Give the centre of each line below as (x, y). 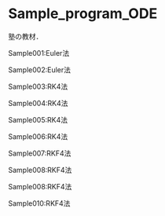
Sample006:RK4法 (38, 136)
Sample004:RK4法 (38, 103)
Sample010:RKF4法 (39, 203)
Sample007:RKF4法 (40, 153)
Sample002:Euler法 (39, 70)
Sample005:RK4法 (38, 119)
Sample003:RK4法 (38, 86)
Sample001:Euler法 (39, 53)
